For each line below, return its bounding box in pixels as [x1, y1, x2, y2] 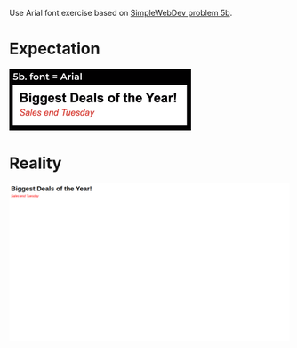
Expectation [9, 39, 100, 59]
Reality [9, 153, 62, 174]
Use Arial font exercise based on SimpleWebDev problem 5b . [9, 8, 233, 18]
